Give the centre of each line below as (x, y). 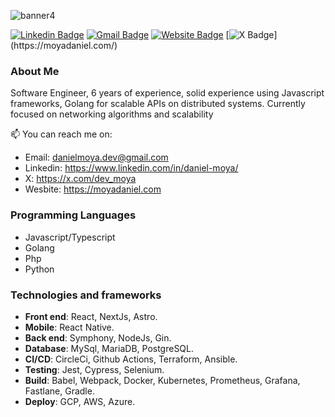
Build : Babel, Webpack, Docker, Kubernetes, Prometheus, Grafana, (162, 380)
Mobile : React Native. (69, 327)
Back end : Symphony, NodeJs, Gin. (98, 337)
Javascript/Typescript (70, 237)
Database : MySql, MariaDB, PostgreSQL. (109, 348)
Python (39, 269)
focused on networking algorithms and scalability (112, 114)
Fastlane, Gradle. (59, 391)
